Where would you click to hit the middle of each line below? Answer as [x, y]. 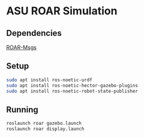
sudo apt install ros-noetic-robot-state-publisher [72, 91]
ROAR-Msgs [22, 47]
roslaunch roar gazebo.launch [44, 124]
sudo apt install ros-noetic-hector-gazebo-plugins [72, 85]
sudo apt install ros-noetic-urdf [49, 80]
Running [22, 110]
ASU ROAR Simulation [62, 11]
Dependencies [34, 33]
